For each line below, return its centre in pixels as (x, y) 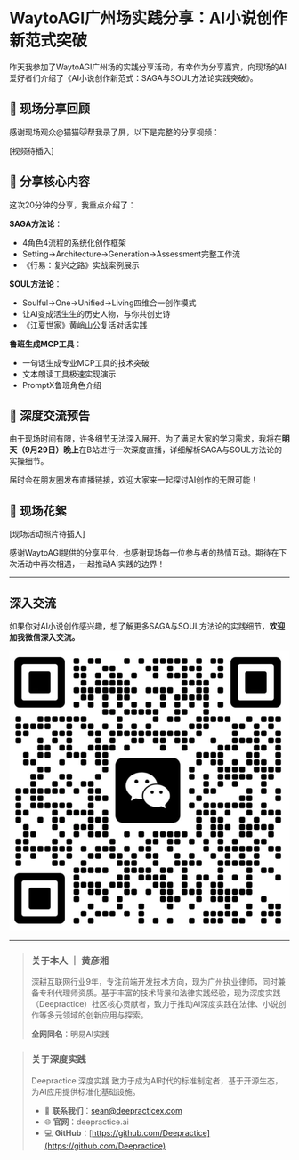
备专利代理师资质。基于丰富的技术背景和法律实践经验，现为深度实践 (156, 993)
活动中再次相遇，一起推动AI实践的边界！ (91, 564)
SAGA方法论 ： (36, 223)
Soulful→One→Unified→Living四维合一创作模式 (109, 303)
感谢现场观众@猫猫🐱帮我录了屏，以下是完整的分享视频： (115, 132)
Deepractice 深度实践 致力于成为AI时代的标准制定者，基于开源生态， (157, 1080)
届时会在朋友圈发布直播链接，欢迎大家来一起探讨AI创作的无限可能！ (134, 480)
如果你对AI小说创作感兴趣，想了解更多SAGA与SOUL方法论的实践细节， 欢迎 (147, 626)
